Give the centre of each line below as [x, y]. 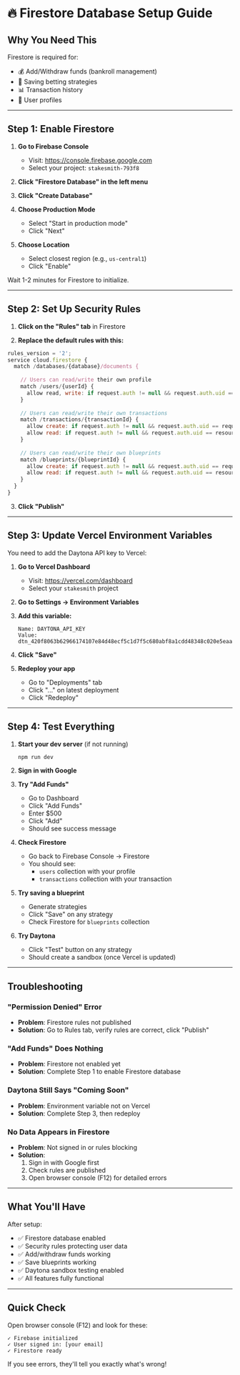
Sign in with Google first [64, 1162]
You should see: [52, 864]
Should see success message [72, 829]
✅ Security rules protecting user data [72, 1246]
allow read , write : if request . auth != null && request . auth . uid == [130, 393]
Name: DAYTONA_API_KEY [51, 629]
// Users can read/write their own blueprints [91, 453]
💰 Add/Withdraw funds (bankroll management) [87, 71]
